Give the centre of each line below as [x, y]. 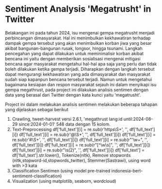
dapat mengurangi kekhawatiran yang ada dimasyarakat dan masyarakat [78, 74]
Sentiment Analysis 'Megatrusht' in [78, 9]
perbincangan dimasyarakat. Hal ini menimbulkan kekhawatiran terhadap [78, 38]
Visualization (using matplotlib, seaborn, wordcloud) [64, 181]
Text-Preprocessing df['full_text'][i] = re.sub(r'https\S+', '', [70, 129]
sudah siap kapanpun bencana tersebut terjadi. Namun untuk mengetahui [79, 79]
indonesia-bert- [127, 170]
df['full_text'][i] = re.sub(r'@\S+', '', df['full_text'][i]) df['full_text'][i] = [88, 134]
